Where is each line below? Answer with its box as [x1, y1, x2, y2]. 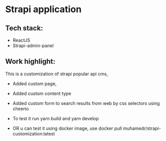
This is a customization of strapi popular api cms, [5, 70, 108, 77]
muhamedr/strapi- [123, 125, 161, 131]
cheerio [12, 105, 29, 112]
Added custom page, [12, 80, 57, 87]
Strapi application [5, 4, 82, 15]
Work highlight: [5, 57, 56, 66]
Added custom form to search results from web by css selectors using [12, 100, 160, 106]
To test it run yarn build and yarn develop [12, 115, 99, 121]
